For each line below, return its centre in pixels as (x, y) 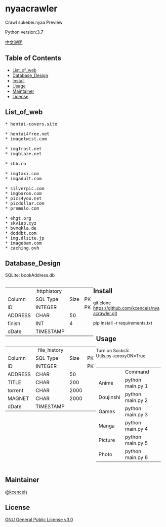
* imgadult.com (23, 178)
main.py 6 (137, 457)
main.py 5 (137, 443)
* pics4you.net (23, 198)
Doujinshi (109, 397)
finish (14, 324)
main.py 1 (137, 386)
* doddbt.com (21, 233)
